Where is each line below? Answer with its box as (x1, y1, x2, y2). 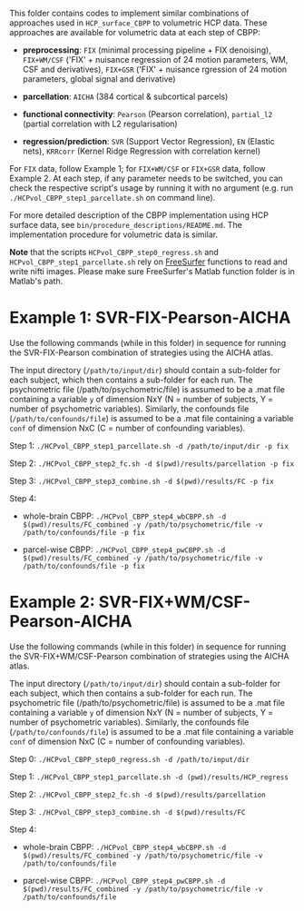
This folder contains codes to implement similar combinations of (9, 8, 250, 18)
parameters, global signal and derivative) (22, 74, 176, 84)
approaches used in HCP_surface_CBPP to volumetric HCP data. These (9, 17, 268, 28)
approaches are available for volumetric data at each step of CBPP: (9, 27, 260, 37)
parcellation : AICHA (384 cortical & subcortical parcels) (22, 91, 229, 102)
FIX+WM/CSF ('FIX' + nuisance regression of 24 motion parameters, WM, (22, 54, 289, 64)
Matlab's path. (9, 276, 64, 286)
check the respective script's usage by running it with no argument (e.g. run (9, 183, 294, 193)
